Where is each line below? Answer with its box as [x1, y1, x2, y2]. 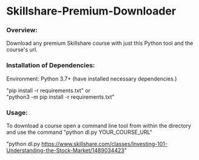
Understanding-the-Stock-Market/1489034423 [6, 147, 124, 154]
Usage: [6, 108, 29, 116]
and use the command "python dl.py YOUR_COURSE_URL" [6, 128, 153, 136]
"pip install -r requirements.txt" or [6, 87, 91, 94]
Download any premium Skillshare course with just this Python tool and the [6, 39, 194, 47]
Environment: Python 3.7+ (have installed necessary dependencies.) [6, 75, 177, 82]
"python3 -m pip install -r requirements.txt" [6, 93, 115, 101]
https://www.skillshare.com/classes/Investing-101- [41, 141, 168, 148]
